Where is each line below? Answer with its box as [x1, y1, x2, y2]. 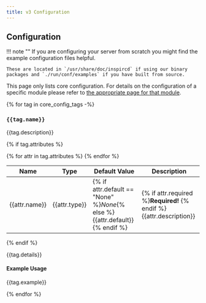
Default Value [94, 167, 135, 175]
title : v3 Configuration [6, 9, 70, 15]
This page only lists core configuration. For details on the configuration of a [6, 82, 197, 90]
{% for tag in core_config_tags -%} [6, 101, 95, 108]
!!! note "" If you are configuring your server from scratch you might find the [6, 48, 198, 55]
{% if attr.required [142, 188, 193, 197]
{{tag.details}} [6, 251, 42, 258]
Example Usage [6, 265, 47, 272]
